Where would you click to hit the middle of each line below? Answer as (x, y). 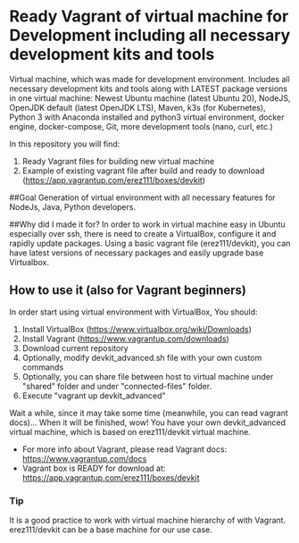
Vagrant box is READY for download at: (94, 468)
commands (43, 367)
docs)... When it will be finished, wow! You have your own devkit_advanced (148, 422)
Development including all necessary (150, 35)
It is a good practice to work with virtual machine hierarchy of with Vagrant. (148, 521)
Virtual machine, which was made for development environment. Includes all (149, 79)
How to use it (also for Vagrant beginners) (128, 291)
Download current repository (75, 348)
